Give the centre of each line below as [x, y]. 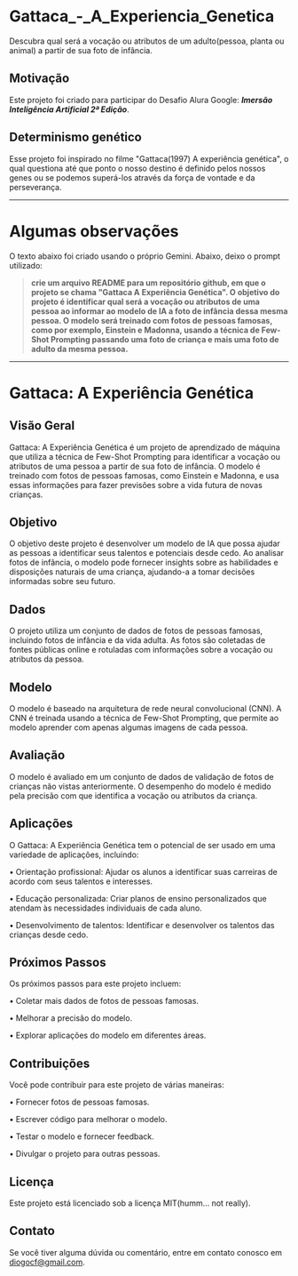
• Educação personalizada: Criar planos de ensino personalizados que [138, 898]
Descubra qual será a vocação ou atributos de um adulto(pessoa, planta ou [147, 41]
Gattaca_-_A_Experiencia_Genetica [142, 16]
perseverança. [35, 187]
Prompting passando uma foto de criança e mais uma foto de [165, 339]
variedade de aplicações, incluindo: [74, 855]
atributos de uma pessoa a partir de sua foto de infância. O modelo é [135, 466]
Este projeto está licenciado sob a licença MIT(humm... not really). [130, 1203]
